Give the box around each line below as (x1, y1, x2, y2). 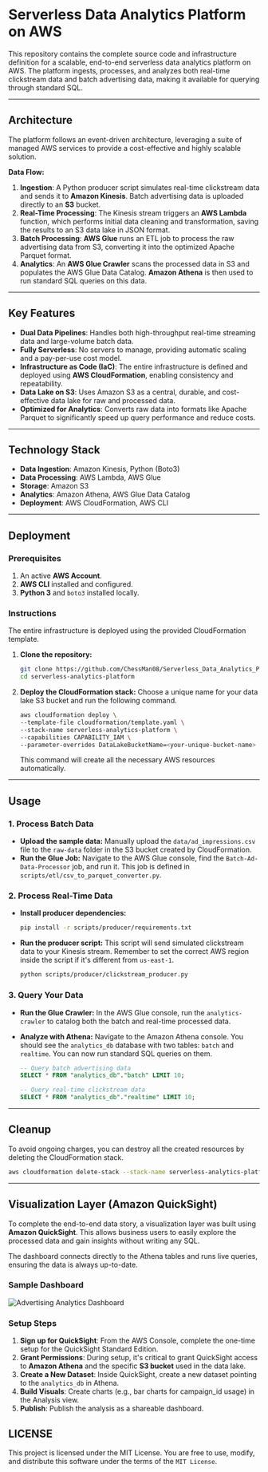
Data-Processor (19, 864, 71, 872)
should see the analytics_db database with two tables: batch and (19, 1040, 234, 1050)
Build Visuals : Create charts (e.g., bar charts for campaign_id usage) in (19, 1387, 255, 1396)
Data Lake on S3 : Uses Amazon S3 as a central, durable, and (19, 387, 221, 397)
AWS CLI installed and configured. (19, 580, 133, 589)
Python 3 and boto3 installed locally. (19, 588, 140, 598)
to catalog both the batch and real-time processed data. (46, 1016, 231, 1026)
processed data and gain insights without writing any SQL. (8, 1236, 200, 1245)
